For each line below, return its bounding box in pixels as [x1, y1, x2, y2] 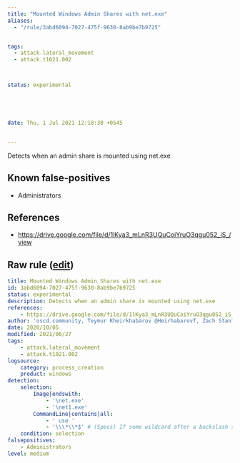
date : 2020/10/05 [7, 324, 59, 332]
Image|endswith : [33, 390, 81, 398]
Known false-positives [7, 172, 111, 184]
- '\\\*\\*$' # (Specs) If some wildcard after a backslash [45, 424, 229, 431]
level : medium [7, 450, 50, 457]
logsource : [7, 357, 40, 365]
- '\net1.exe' [45, 404, 88, 411]
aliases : [7, 17, 34, 24]
